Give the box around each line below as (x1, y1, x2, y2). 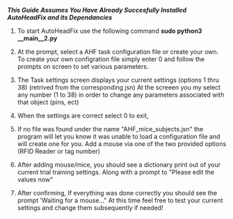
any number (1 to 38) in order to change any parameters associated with (17, 90, 225, 99)
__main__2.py (17, 34, 58, 42)
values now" (17, 175, 54, 184)
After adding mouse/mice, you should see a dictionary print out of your (17, 161, 221, 169)
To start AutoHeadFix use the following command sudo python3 (17, 27, 202, 35)
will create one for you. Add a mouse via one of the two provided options (17, 140, 227, 148)
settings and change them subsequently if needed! (17, 204, 163, 211)
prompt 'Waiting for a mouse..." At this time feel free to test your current (17, 196, 223, 204)
